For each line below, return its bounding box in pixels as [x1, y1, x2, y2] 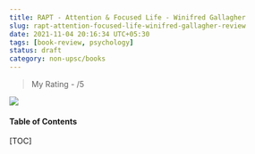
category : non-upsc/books [9, 54, 106, 63]
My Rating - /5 [30, 79, 85, 89]
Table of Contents [9, 116, 78, 126]
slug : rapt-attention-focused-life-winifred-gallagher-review [9, 21, 246, 30]
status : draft [9, 46, 63, 55]
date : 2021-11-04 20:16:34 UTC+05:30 [9, 29, 150, 38]
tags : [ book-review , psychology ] [9, 37, 134, 47]
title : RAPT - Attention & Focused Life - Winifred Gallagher [9, 12, 246, 22]
